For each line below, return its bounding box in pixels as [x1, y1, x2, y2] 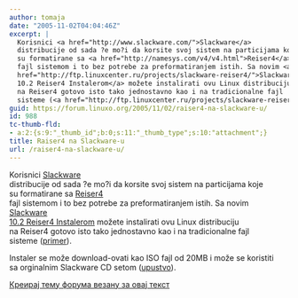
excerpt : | [9, 29, 50, 38]
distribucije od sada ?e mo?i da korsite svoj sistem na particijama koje [9, 178, 263, 189]
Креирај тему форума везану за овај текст [9, 278, 170, 289]
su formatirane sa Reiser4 [9, 188, 104, 199]
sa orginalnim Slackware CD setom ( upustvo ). [9, 262, 176, 272]
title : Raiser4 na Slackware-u [9, 137, 125, 145]
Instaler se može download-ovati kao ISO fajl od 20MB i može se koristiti [9, 252, 274, 263]
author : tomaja [9, 12, 66, 22]
